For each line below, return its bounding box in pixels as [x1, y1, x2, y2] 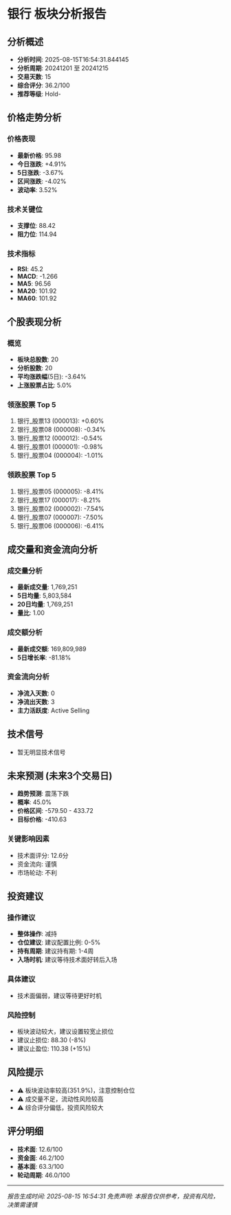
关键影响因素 [7, 834, 50, 844]
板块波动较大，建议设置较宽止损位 [16, 1027, 114, 1036]
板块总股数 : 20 [16, 355, 59, 363]
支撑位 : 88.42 [16, 221, 56, 229]
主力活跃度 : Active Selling [16, 706, 90, 715]
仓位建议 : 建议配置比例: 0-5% [16, 938, 101, 947]
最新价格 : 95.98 [16, 151, 62, 159]
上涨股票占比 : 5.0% [16, 381, 72, 389]
